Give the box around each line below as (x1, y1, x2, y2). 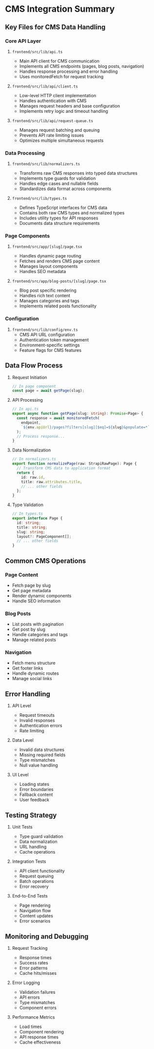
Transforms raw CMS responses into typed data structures (19, 170, 138, 176)
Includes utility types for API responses (19, 215, 98, 221)
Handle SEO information (12, 598, 61, 604)
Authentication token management (19, 337, 89, 343)
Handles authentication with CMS (19, 98, 87, 104)
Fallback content (19, 792, 53, 797)
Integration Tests (12, 858, 46, 864)
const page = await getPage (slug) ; (12, 388, 85, 393)
